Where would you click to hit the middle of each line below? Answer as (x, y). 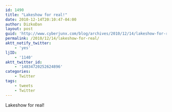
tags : (11, 81)
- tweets (24, 86)
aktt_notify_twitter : (28, 43)
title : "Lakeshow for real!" (36, 15)
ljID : (11, 52)
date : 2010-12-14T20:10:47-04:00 (41, 19)
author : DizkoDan (24, 24)
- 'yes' (23, 48)
